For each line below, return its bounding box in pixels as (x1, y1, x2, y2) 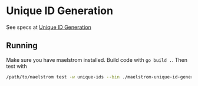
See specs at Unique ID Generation (6, 24, 91, 31)
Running (6, 41, 38, 51)
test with (6, 62, 28, 70)
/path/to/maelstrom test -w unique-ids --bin (6, 74, 120, 80)
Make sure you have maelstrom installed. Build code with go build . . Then (6, 56, 187, 63)
